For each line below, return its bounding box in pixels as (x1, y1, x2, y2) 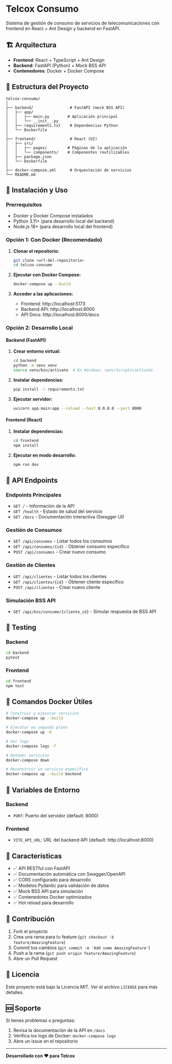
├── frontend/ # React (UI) (6, 136, 97, 141)
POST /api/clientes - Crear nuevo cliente (13, 584, 101, 590)
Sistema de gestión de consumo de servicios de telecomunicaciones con (6, 20, 160, 26)
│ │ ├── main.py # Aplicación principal (6, 114, 118, 119)
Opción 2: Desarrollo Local (6, 325, 73, 332)
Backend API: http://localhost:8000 (20, 306, 95, 312)
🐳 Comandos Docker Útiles (6, 697, 93, 706)
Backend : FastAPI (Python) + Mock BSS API (13, 62, 106, 68)
